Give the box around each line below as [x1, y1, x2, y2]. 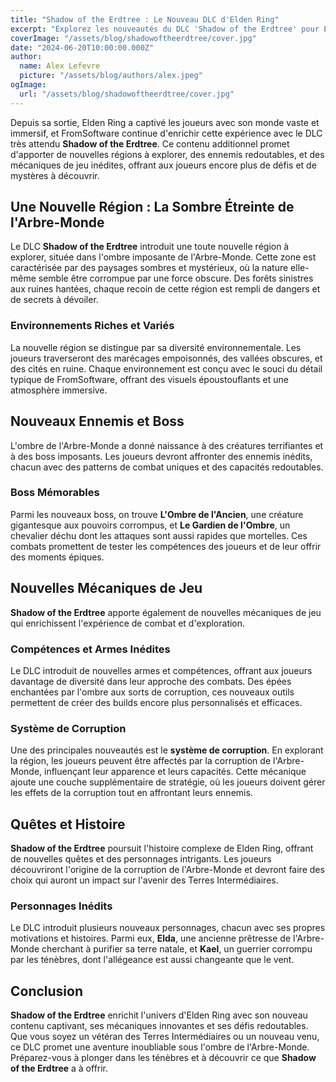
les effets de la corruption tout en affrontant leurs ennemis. [10, 787, 253, 799]
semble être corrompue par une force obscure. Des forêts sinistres [38, 272, 314, 285]
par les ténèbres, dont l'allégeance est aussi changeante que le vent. [10, 954, 295, 966]
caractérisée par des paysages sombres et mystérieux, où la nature [10, 262, 289, 274]
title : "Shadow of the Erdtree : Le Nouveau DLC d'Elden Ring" [10, 14, 280, 25]
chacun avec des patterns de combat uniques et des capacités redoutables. [10, 461, 324, 473]
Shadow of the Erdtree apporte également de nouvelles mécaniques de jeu [10, 606, 322, 618]
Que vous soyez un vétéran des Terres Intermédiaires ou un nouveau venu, [10, 1031, 320, 1043]
